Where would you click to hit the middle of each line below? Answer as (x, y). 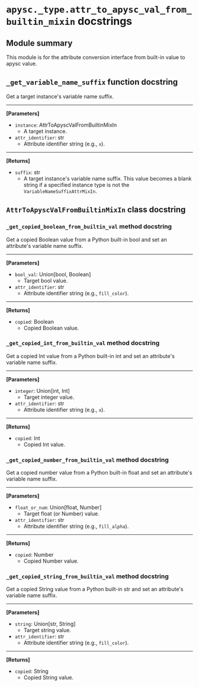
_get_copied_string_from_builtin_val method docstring (87, 576)
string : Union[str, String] (45, 624)
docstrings (105, 21)
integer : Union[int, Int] (42, 391)
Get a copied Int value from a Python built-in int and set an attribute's (90, 356)
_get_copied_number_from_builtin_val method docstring (87, 460)
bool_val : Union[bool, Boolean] (53, 274)
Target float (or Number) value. (61, 514)
